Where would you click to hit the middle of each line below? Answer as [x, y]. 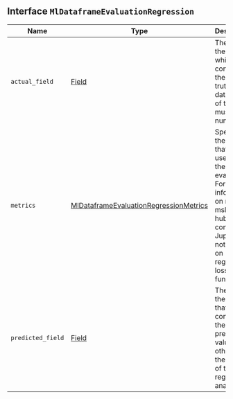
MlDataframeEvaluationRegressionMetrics [139, 205]
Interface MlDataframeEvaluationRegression [101, 11]
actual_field [32, 81]
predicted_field [37, 338]
